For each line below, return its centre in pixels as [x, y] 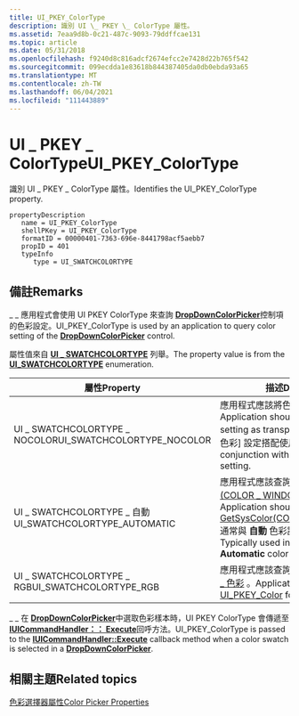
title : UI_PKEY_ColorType [57, 17]
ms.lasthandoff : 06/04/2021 [61, 92]
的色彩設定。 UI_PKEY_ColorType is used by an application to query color [142, 326]
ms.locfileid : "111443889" [59, 100]
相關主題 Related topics [73, 679]
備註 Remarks [46, 292]
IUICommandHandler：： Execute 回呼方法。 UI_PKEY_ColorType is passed [148, 630]
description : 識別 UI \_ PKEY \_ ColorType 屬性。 [101, 26]
